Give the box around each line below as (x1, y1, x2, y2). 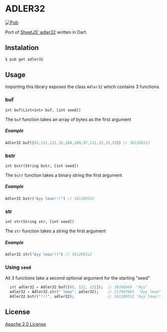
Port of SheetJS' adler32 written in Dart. (5, 29, 87, 35)
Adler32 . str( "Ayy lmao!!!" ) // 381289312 (5, 252, 92, 257)
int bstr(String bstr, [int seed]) (5, 163, 79, 168)
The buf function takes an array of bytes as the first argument (5, 116, 132, 122)
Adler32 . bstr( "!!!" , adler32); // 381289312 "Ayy (9, 294, 146, 299)
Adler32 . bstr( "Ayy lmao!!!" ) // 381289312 (5, 196, 94, 201)
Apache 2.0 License (5, 321, 46, 327)
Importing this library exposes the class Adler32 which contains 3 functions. (5, 84, 161, 90)
